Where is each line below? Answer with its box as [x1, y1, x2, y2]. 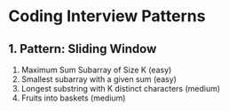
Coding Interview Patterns [8, 6, 206, 26]
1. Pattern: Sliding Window [8, 41, 157, 56]
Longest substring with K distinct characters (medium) [20, 84, 221, 93]
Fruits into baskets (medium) [20, 92, 126, 103]
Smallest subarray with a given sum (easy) [20, 74, 177, 85]
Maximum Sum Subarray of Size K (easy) [20, 64, 172, 75]
